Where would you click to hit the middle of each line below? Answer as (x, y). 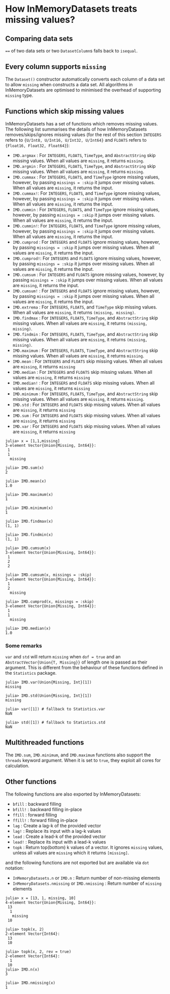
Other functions (31, 782)
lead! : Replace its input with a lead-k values (59, 842)
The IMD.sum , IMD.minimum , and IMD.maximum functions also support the (78, 755)
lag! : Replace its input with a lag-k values (57, 831)
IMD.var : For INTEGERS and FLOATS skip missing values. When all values (87, 426)
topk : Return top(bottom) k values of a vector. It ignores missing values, (88, 847)
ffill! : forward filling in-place (45, 820)
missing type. (19, 95)
